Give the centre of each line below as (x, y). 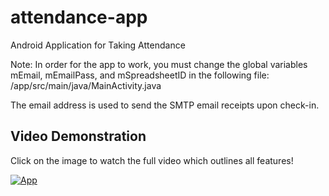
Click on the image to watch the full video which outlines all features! (152, 160)
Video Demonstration (78, 136)
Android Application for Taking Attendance (98, 45)
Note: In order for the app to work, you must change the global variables (159, 64)
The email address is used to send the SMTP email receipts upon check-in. (165, 105)
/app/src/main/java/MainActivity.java (86, 85)
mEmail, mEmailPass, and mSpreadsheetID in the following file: (140, 75)
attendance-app (79, 17)
